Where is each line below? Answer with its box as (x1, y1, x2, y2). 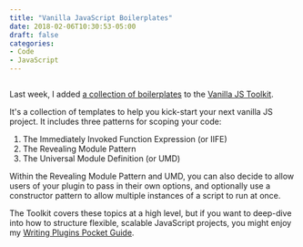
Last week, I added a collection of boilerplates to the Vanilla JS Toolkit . (9, 88, 275, 99)
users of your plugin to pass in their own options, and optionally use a (9, 180, 271, 191)
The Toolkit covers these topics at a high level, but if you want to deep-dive (9, 208, 292, 219)
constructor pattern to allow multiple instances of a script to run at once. (9, 190, 281, 201)
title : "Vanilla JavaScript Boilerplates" (9, 13, 173, 23)
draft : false (9, 30, 59, 39)
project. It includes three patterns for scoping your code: (9, 116, 222, 127)
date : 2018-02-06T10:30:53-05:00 (9, 22, 136, 31)
